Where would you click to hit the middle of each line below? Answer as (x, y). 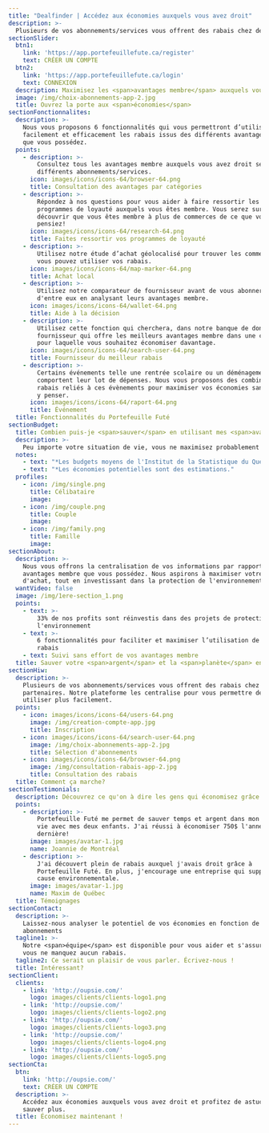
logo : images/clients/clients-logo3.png (98, 1027)
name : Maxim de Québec (67, 894)
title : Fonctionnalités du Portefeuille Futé (93, 418)
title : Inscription (62, 730)
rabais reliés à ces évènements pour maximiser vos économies (143, 388)
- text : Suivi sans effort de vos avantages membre (110, 656)
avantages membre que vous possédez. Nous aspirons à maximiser (132, 574)
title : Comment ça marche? (60, 782)
